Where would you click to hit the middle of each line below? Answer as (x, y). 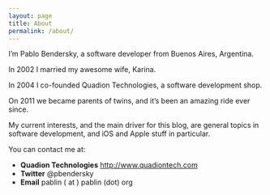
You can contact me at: (47, 150)
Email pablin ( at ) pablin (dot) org (77, 182)
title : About (30, 23)
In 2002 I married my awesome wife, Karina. (82, 70)
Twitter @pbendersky (57, 174)
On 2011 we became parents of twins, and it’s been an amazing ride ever (129, 101)
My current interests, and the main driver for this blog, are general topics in (134, 125)
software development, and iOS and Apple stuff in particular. (109, 134)
